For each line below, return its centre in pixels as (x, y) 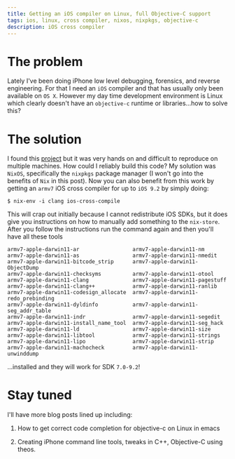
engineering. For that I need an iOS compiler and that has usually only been (115, 88)
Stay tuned (40, 395)
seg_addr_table (29, 311)
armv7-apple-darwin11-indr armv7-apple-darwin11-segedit (114, 317)
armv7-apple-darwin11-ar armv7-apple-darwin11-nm (106, 250)
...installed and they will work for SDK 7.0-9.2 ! (74, 367)
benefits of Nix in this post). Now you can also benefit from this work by (111, 181)
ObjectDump (23, 268)
